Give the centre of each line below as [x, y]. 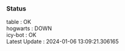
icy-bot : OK [21, 35]
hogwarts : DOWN [29, 28]
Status [16, 9]
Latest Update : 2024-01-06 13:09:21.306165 [62, 42]
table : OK [19, 22]
